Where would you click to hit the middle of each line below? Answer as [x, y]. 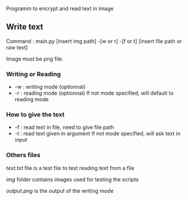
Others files [23, 155]
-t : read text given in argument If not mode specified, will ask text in [98, 134]
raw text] [17, 47]
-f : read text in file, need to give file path [64, 127]
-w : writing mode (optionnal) [50, 87]
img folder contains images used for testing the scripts [72, 179]
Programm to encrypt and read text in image [60, 9]
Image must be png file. [35, 59]
